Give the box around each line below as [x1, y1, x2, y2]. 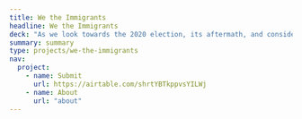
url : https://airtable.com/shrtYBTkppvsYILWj [32, 80, 207, 89]
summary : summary [9, 38, 75, 47]
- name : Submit [25, 72, 83, 81]
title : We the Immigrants [9, 13, 106, 22]
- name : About [25, 88, 78, 97]
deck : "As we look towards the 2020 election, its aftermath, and [9, 30, 263, 38]
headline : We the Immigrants [9, 21, 119, 30]
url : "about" [32, 96, 83, 106]
